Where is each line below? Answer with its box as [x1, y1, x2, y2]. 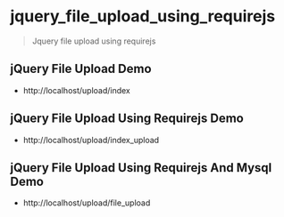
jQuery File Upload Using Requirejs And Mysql [10, 160, 272, 175]
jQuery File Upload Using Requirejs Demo [10, 111, 244, 126]
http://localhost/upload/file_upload [22, 197, 151, 208]
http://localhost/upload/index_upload [22, 134, 160, 145]
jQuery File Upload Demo [10, 61, 152, 76]
